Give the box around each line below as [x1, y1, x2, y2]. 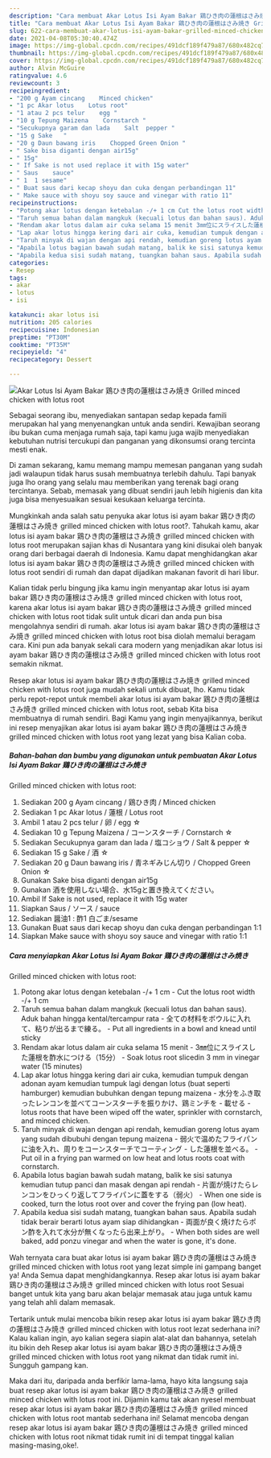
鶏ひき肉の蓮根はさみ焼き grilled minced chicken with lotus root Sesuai [9, 1279, 244, 1289]
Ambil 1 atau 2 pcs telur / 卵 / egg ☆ [20, 817, 141, 827]
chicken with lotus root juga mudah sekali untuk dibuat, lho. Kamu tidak [9, 685, 245, 694]
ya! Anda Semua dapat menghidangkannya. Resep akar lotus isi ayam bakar [9, 1270, 261, 1280]
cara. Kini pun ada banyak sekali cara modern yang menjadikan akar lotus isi [9, 641, 263, 650]
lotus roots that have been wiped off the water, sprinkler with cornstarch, [20, 1107, 263, 1117]
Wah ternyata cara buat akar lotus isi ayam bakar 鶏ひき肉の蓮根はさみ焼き [9, 1253, 258, 1262]
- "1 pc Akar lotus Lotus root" [9, 101, 129, 109]
